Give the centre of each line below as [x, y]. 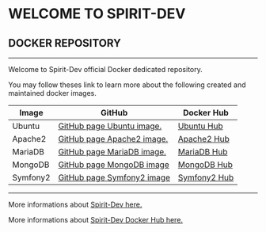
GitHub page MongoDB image [114, 165]
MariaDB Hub [203, 152]
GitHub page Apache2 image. [113, 139]
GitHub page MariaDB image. [112, 152]
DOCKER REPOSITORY [65, 43]
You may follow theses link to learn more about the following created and [127, 85]
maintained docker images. [53, 93]
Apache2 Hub [203, 139]
